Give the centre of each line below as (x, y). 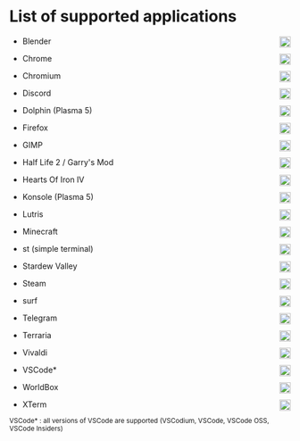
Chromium (41, 75)
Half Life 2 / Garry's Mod (68, 162)
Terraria (37, 335)
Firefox (35, 128)
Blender (37, 41)
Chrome (37, 58)
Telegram (40, 318)
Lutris (33, 214)
